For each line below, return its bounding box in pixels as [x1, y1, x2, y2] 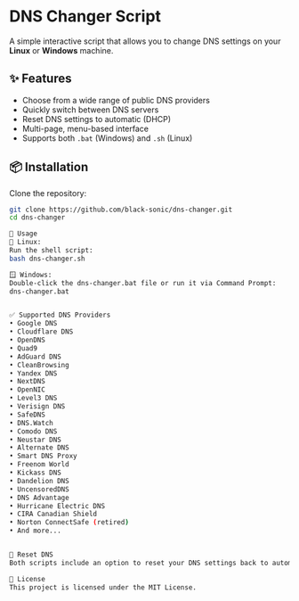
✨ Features [9, 71, 72, 86]
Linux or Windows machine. [9, 45, 114, 55]
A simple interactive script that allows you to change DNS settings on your [9, 36, 281, 46]
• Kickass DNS [9, 468, 62, 478]
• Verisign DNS [9, 402, 66, 411]
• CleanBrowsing [9, 360, 69, 369]
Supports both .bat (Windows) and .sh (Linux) [21, 132, 193, 144]
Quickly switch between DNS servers [21, 104, 159, 115]
